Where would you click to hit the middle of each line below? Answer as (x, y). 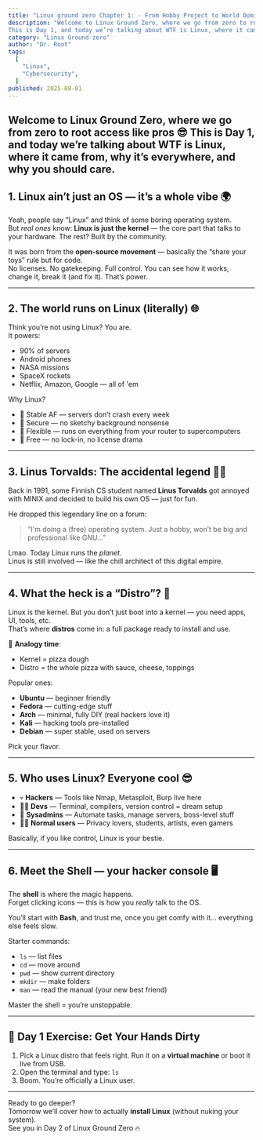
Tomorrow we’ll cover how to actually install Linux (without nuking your (124, 1112)
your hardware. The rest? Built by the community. (88, 236)
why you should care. (62, 169)
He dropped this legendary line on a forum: (77, 514)
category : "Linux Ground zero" (59, 37)
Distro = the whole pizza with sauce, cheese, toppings (107, 668)
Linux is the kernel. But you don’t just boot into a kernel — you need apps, (127, 612)
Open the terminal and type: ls (69, 1073)
